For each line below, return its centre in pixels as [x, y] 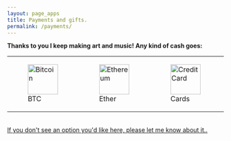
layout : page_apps [33, 13]
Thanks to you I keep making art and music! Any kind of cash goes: [105, 46]
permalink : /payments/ [40, 26]
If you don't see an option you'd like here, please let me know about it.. [108, 130]
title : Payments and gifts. [47, 20]
